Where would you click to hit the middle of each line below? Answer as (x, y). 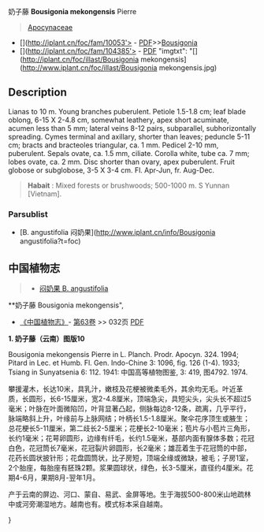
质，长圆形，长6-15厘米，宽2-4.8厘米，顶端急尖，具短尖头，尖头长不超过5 (130, 398)
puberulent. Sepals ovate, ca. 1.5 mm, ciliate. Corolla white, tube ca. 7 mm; (129, 153)
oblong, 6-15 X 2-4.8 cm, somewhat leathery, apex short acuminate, (119, 120)
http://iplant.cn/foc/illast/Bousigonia (81, 59)
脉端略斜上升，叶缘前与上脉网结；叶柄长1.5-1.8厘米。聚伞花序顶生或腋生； (129, 418)
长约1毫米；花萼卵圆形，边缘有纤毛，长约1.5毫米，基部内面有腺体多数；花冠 (131, 438)
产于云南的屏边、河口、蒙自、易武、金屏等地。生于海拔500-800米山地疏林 (130, 494)
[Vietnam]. (45, 193)
